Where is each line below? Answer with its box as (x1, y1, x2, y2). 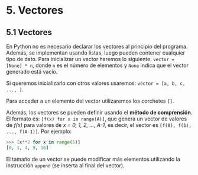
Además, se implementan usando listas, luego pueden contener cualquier (6, 49, 186, 56)
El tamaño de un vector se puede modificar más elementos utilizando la (6, 155, 180, 163)
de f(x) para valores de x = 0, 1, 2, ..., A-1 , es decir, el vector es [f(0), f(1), (6, 122, 192, 128)
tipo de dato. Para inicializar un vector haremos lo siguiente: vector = (6, 56, 175, 62)
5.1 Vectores (6, 27, 52, 37)
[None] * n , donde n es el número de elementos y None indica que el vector (6, 62, 189, 69)
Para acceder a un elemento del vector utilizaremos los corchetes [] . (6, 97, 174, 104)
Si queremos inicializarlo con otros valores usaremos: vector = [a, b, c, (6, 79, 186, 87)
